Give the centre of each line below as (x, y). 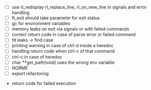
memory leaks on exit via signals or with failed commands (70, 29)
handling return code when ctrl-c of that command (63, 51)
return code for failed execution (44, 83)
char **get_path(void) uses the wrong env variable (63, 62)
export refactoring (30, 73)
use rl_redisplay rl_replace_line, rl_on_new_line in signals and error (79, 7)
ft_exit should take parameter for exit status (56, 18)
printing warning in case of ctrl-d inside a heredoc (62, 46)
